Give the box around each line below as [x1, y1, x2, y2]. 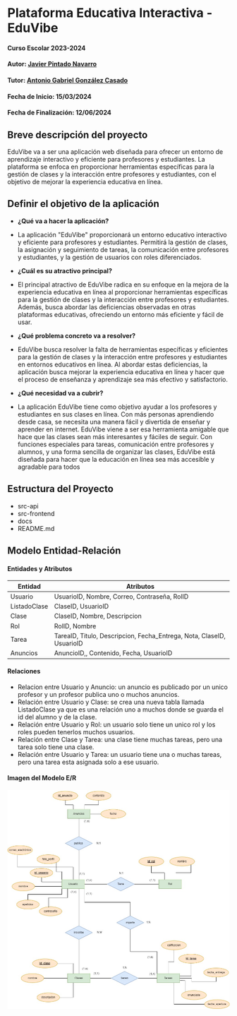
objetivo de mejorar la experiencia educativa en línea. [7, 177, 163, 186]
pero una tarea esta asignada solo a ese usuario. [17, 758, 159, 766]
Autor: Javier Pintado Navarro [7, 60, 97, 68]
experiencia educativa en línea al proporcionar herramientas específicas [17, 287, 228, 296]
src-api [17, 501, 39, 510]
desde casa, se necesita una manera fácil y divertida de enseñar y [17, 417, 210, 426]
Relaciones [7, 667, 41, 676]
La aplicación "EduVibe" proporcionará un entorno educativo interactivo [17, 230, 227, 239]
